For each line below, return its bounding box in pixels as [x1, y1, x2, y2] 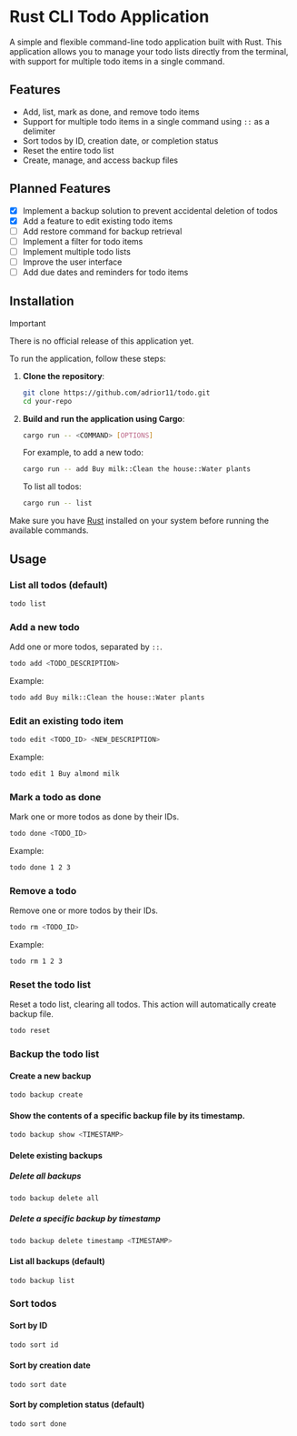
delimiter [22, 126, 56, 136]
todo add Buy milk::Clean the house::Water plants [9, 693, 205, 702]
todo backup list [9, 1276, 75, 1285]
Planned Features [9, 181, 112, 196]
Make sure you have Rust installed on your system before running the [9, 516, 270, 527]
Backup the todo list [9, 1048, 100, 1060]
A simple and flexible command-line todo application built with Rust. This [9, 36, 282, 47]
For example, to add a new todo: [22, 447, 144, 458]
